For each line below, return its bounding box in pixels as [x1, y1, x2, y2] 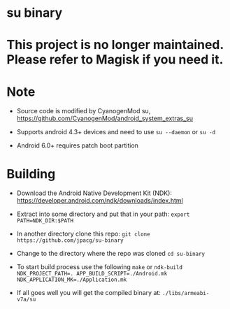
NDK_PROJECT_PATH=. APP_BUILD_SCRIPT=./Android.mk [16, 271, 168, 278]
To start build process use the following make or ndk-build [16, 263, 183, 271]
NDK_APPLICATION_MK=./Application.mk [16, 276, 127, 284]
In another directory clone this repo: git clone [16, 229, 151, 238]
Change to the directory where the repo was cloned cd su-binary [16, 250, 206, 258]
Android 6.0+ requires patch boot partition [16, 141, 139, 150]
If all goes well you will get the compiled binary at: [16, 289, 161, 297]
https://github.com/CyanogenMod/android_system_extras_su [16, 114, 194, 123]
